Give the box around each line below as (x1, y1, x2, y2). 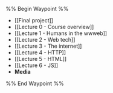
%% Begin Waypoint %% (5, 5, 69, 12)
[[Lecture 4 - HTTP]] (14, 49, 66, 56)
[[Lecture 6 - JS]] (14, 62, 59, 69)
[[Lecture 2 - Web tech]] (14, 36, 76, 43)
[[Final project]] (14, 17, 54, 24)
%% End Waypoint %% (5, 80, 64, 87)
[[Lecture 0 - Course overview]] (14, 24, 94, 30)
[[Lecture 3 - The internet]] (14, 42, 82, 50)
